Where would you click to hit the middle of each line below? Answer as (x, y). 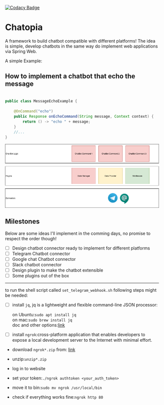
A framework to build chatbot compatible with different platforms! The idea (80, 41)
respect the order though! (31, 238)
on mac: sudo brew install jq (42, 320)
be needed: (17, 295)
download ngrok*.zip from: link (44, 350)
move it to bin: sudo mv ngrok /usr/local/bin (57, 388)
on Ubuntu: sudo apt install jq (44, 315)
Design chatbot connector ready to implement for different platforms (81, 248)
